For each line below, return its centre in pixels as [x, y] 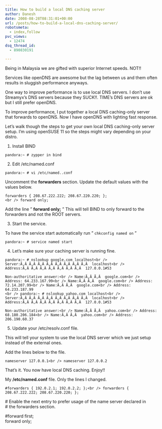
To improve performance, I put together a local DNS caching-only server [78, 111]
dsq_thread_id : [20, 46]
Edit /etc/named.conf [33, 164]
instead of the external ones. [34, 343]
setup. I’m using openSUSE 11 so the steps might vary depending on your [78, 131]
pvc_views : [16, 37]
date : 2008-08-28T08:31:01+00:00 [39, 18]
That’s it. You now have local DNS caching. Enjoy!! [55, 370]
